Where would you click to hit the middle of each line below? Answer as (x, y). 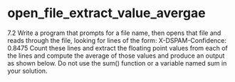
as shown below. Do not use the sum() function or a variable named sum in (117, 63)
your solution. (27, 71)
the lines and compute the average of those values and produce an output (116, 56)
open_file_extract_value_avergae (106, 13)
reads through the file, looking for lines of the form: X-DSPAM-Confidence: (117, 40)
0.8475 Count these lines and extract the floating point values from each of (117, 48)
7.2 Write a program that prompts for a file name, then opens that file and (114, 33)
